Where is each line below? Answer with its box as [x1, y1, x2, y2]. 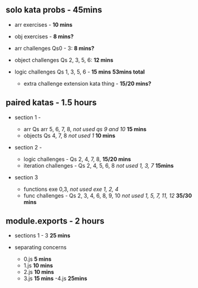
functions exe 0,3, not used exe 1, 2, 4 [23, 185, 119, 193]
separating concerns [14, 244, 67, 251]
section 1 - [14, 114, 41, 121]
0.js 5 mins [23, 255, 52, 263]
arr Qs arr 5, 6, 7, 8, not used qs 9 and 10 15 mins [23, 125, 147, 132]
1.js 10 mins [23, 262, 53, 269]
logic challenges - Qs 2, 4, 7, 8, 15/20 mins [23, 155, 131, 163]
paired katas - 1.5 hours [5, 97, 97, 108]
